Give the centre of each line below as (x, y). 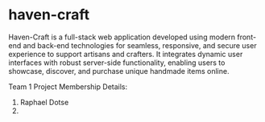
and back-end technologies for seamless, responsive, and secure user (140, 45)
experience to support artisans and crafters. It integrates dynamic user (126, 54)
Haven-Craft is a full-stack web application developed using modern (122, 37)
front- (246, 37)
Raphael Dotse (44, 102)
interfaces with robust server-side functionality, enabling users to (117, 63)
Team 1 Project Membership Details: (68, 87)
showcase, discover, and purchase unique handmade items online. (119, 71)
